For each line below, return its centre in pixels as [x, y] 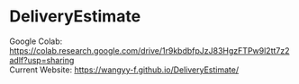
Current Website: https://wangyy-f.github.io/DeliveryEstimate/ [124, 70]
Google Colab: [36, 41]
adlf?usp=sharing [42, 60]
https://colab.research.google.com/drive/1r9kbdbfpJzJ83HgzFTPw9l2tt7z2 [149, 50]
